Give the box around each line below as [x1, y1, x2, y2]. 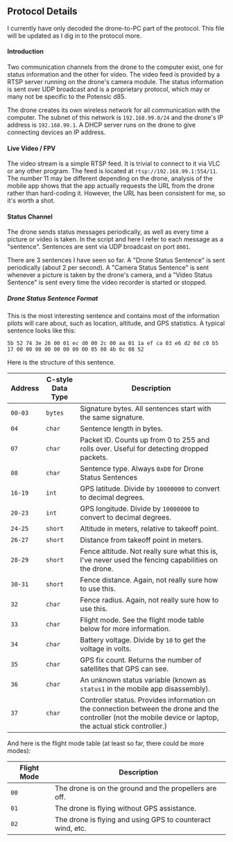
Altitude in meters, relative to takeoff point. [80, 524, 218, 534]
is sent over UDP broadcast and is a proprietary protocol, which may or [7, 85, 210, 93]
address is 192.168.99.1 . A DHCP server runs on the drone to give [7, 121, 196, 129]
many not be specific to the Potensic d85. [7, 93, 126, 101]
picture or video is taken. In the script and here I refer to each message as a [7, 235, 224, 244]
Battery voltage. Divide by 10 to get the [80, 635, 206, 645]
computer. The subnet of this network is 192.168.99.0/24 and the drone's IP [7, 113, 224, 122]
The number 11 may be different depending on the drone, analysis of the [7, 174, 213, 183]
